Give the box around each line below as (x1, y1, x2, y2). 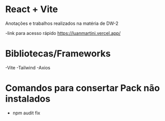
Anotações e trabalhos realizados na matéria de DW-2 (5, 20, 119, 26)
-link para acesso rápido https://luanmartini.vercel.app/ (5, 30, 121, 36)
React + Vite (5, 4, 58, 15)
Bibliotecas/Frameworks (5, 48, 111, 59)
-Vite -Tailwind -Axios (5, 64, 51, 70)
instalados (5, 93, 51, 105)
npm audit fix (12, 110, 41, 116)
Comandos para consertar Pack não (5, 83, 160, 94)
